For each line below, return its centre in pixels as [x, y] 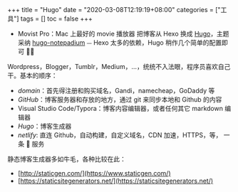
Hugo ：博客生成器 [45, 126]
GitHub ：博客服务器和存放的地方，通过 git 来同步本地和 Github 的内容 [120, 100]
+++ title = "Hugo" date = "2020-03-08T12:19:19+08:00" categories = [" [114, 10]
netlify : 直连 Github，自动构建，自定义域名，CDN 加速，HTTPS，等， [120, 135]
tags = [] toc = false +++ [56, 18]
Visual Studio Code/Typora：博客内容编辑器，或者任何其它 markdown [120, 108]
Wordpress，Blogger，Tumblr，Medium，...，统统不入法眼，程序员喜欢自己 [119, 66]
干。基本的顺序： [32, 75]
